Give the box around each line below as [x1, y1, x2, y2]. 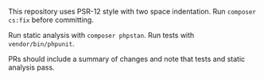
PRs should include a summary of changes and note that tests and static [8, 55, 246, 63]
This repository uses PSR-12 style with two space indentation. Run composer [8, 7, 257, 16]
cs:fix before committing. [8, 15, 94, 25]
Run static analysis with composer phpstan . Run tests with [8, 31, 195, 40]
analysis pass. [8, 63, 55, 72]
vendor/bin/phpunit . [8, 39, 75, 48]
